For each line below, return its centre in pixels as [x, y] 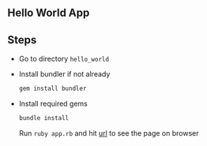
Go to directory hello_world [64, 59]
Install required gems [53, 104]
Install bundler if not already [64, 74]
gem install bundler [53, 89]
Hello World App [49, 13]
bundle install [44, 118]
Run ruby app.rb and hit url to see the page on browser [109, 133]
